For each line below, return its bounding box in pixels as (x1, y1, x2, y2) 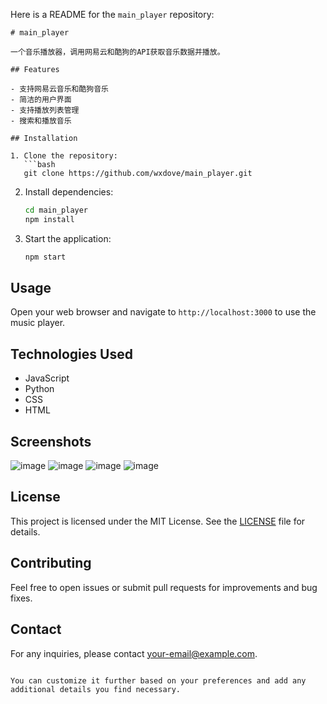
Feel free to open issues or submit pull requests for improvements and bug (10, 581, 318, 593)
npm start (24, 252, 67, 262)
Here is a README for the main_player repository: (10, 9, 215, 20)
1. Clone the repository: (10, 151, 118, 161)
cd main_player (24, 205, 89, 215)
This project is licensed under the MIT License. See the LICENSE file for (10, 515, 306, 527)
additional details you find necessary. (10, 684, 182, 694)
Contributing (10, 555, 92, 572)
